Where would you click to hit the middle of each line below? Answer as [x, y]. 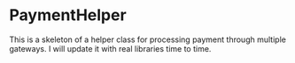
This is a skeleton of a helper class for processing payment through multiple [147, 39]
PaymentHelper [68, 15]
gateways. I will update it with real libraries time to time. [110, 48]
